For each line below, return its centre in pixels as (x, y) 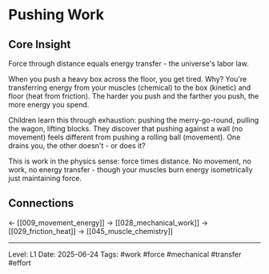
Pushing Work (56, 15)
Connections (41, 203)
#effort (20, 263)
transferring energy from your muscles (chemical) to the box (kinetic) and (130, 87)
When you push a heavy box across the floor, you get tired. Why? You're (128, 79)
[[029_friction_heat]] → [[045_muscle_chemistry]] (91, 231)
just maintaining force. (45, 178)
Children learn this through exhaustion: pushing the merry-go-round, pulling (134, 120)
